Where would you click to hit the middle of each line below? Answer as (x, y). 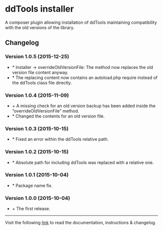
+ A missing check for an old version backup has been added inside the (84, 106)
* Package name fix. (32, 185)
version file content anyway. (40, 72)
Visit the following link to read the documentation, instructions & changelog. (81, 223)
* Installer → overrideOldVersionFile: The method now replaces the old (82, 67)
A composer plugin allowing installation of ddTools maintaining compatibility (81, 22)
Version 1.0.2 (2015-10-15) (37, 152)
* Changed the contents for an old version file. (58, 116)
